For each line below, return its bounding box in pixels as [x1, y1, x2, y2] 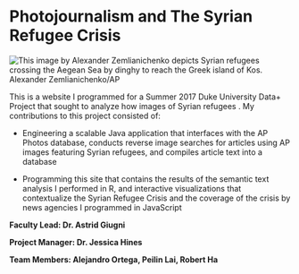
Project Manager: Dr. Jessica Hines [9, 236, 143, 247]
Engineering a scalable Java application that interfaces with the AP [21, 127, 269, 138]
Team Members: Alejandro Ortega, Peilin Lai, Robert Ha [9, 253, 219, 265]
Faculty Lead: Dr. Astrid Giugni [9, 219, 126, 230]
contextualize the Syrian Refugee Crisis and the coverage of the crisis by [21, 193, 291, 203]
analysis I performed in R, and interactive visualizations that [21, 183, 242, 193]
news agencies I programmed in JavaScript [21, 201, 182, 212]
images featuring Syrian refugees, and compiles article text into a [21, 146, 263, 158]
